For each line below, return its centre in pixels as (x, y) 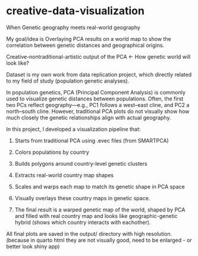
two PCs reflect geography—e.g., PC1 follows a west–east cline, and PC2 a (98, 105)
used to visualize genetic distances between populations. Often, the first (95, 99)
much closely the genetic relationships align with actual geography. (89, 118)
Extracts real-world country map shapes (64, 175)
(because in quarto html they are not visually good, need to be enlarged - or (99, 240)
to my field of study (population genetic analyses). (68, 81)
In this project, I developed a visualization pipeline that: (73, 129)
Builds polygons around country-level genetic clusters (81, 163)
